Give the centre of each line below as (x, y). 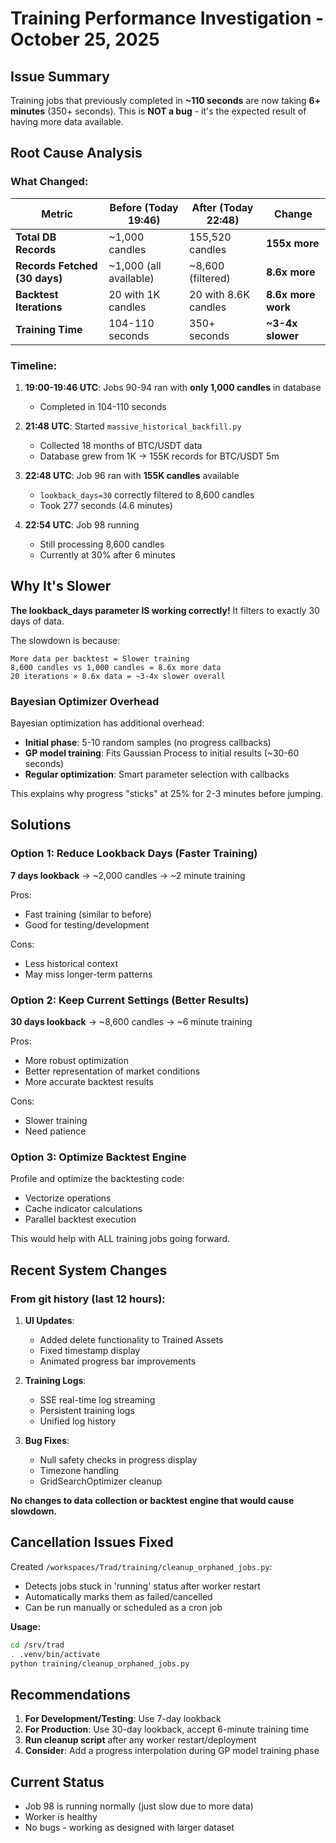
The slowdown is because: (65, 640)
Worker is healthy (61, 1817)
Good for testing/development (87, 924)
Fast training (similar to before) (88, 914)
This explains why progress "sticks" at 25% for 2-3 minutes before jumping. (167, 794)
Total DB (36, 237)
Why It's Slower (61, 586)
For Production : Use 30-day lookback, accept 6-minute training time (167, 1729)
